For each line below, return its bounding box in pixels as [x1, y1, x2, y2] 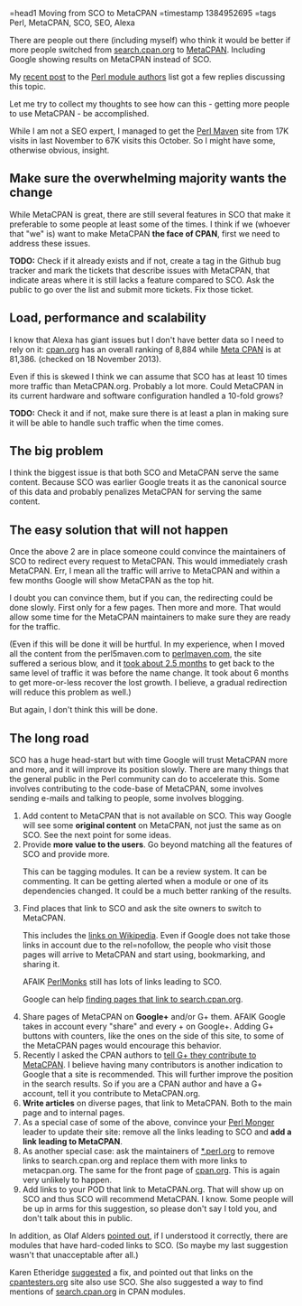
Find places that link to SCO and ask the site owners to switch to [22, 903, 262, 914]
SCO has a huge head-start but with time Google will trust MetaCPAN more [9, 754, 288, 766]
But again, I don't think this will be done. [9, 704, 158, 715]
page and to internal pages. [22, 1107, 125, 1118]
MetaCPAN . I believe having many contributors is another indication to [22, 1059, 284, 1070]
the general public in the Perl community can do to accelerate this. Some [9, 774, 280, 785]
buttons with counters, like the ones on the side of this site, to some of [22, 1031, 284, 1041]
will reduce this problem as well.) [9, 686, 133, 698]
